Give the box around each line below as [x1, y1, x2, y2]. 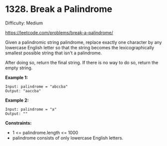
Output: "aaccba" [5, 88, 41, 93]
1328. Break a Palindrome [5, 3, 113, 15]
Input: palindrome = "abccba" [5, 84, 68, 89]
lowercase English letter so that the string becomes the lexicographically [5, 44, 155, 50]
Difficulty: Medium [5, 20, 43, 26]
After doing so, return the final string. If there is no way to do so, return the [5, 59, 159, 65]
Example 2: [5, 97, 29, 103]
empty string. [5, 65, 33, 71]
